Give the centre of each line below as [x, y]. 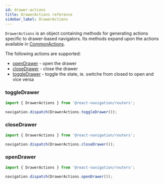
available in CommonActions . [35, 44]
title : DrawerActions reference [39, 15]
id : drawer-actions [25, 10]
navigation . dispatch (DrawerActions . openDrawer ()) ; [59, 176]
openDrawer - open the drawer [44, 64]
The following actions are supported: [43, 54]
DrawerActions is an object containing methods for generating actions [77, 34]
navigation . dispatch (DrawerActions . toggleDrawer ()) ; [61, 112]
